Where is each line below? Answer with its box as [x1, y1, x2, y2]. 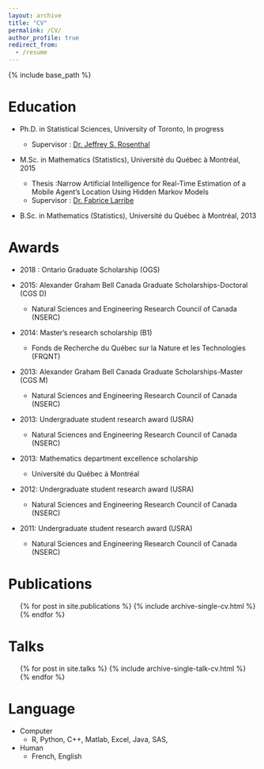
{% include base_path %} [8, 71, 92, 79]
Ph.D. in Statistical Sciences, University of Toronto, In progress [19, 124, 224, 133]
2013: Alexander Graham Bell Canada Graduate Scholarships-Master [19, 366, 243, 377]
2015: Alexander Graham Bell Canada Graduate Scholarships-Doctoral [19, 280, 248, 289]
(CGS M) [19, 375, 49, 384]
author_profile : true [8, 33, 80, 42]
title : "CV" [8, 19, 47, 27]
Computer [19, 726, 53, 736]
